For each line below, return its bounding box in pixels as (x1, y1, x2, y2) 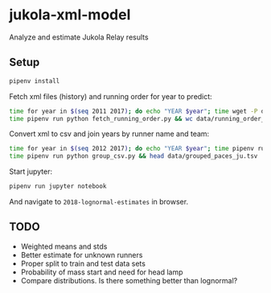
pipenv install (9, 76, 60, 85)
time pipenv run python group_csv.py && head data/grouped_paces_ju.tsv (9, 152, 258, 160)
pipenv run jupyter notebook (9, 183, 107, 191)
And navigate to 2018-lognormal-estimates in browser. (9, 197, 188, 206)
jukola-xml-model (9, 6, 131, 24)
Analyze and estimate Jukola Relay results (9, 32, 149, 42)
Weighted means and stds (20, 241, 108, 251)
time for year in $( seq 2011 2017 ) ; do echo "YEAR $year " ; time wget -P (9, 107, 258, 115)
